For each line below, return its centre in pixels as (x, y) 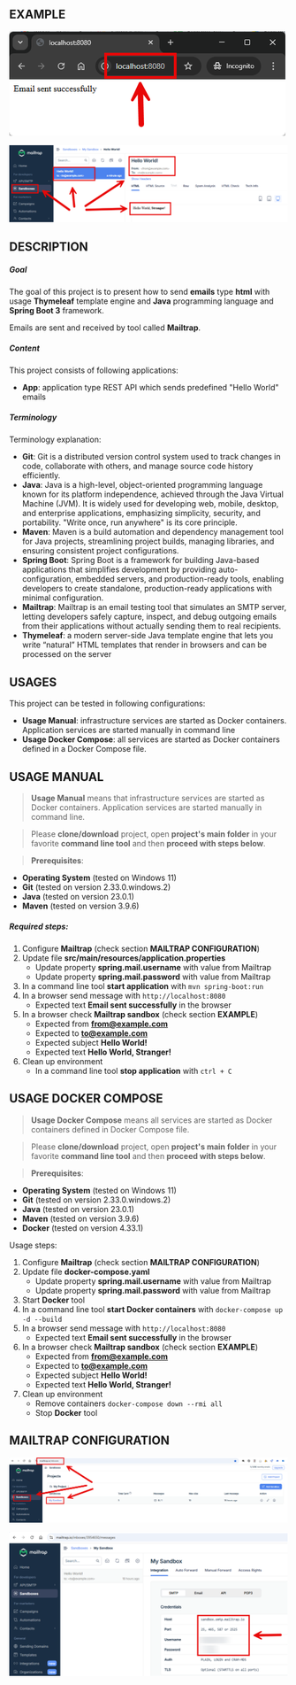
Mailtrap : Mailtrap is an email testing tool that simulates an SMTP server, (154, 607)
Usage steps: (33, 1245)
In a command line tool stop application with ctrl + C (133, 1071)
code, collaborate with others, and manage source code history (137, 466)
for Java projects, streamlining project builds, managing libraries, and (148, 541)
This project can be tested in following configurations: (107, 704)
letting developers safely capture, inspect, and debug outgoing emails (149, 617)
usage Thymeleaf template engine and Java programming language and (141, 301)
